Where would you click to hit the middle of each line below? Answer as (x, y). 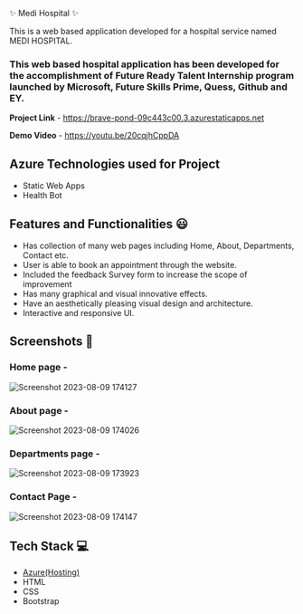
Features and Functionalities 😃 (99, 224)
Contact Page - (43, 497)
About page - (39, 410)
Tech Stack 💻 (49, 546)
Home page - (38, 368)
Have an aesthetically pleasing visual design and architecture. (137, 303)
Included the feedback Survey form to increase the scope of (135, 274)
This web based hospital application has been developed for (145, 64)
